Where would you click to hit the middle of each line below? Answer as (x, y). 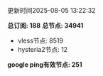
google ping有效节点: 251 (45, 65)
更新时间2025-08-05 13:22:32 (51, 10)
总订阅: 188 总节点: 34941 (45, 26)
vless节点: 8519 (40, 40)
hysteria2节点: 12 (43, 49)
